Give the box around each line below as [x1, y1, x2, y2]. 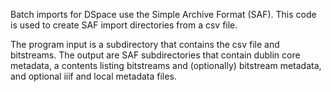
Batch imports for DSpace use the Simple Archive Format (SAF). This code [10, 9, 317, 20]
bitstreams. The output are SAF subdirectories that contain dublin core [10, 49, 301, 61]
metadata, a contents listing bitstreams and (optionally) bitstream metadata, [10, 60, 322, 71]
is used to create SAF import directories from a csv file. [10, 19, 238, 31]
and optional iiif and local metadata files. [10, 70, 177, 82]
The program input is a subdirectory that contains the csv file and [10, 39, 280, 50]
